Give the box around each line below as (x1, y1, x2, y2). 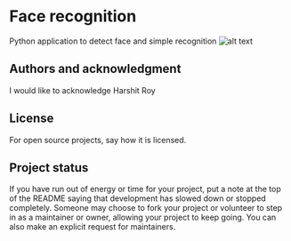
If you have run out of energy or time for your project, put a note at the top (9, 184, 282, 195)
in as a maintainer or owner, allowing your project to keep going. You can (9, 212, 277, 223)
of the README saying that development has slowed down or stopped (9, 193, 267, 204)
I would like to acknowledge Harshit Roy (9, 84, 156, 95)
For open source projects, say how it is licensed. (9, 134, 187, 145)
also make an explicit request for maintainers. (9, 221, 176, 232)
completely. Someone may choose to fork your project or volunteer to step (9, 203, 283, 213)
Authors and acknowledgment (9, 61, 182, 76)
